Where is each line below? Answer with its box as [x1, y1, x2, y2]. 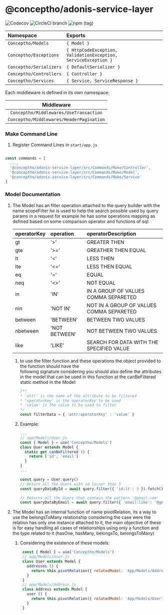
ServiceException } [66, 57, 113, 63]
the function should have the [19, 363, 79, 369]
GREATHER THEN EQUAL [86, 247, 146, 254]
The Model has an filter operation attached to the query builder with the [12, 202, 160, 208]
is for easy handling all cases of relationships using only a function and [12, 525, 159, 531]
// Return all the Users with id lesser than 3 [19, 481, 121, 486]
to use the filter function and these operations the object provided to [19, 358, 161, 364]
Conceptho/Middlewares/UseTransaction [10, 110, 102, 116]
